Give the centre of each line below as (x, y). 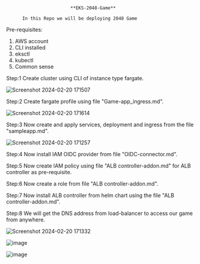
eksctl (22, 54)
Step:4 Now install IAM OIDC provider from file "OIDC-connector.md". (92, 154)
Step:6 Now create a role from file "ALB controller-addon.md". (82, 184)
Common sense (34, 66)
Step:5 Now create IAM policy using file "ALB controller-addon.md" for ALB (99, 166)
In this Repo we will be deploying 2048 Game (79, 19)
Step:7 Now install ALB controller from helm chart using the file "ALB (90, 195)
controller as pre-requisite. (39, 172)
